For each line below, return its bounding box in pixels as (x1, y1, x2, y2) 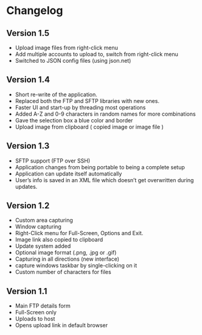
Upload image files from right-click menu (15, 44, 119, 51)
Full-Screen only (15, 309, 57, 316)
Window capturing (15, 223, 62, 230)
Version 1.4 (6, 74, 50, 85)
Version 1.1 (6, 286, 47, 296)
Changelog (6, 4, 63, 18)
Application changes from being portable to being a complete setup (15, 163, 186, 171)
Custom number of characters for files (15, 269, 111, 276)
